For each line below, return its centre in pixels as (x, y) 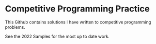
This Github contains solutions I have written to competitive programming (78, 22)
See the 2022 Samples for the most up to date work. (57, 36)
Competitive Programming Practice (78, 9)
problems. (15, 27)
